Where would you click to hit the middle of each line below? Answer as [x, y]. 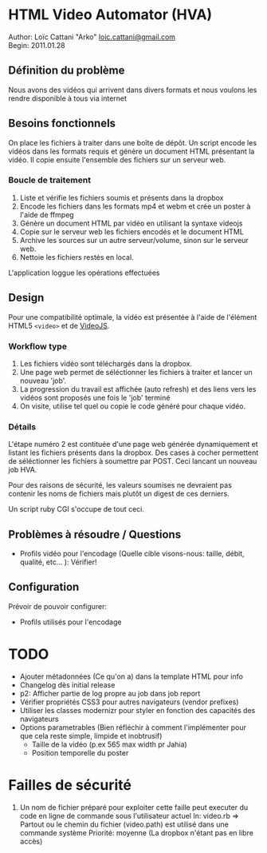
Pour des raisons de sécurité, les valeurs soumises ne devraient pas [120, 485]
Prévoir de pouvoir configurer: [58, 606]
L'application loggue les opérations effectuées [84, 273]
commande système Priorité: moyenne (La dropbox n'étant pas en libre [136, 832]
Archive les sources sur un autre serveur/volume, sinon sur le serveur [134, 240]
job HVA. [23, 470]
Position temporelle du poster [80, 752]
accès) [31, 841]
